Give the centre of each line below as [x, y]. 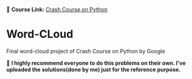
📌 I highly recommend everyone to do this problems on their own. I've [96, 63]
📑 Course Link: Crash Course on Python [57, 9]
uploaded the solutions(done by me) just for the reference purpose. [94, 69]
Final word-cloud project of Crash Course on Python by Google [86, 51]
